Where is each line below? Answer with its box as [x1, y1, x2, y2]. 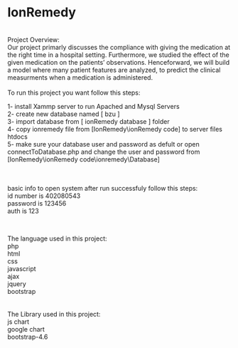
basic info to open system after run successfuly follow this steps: [7, 184, 198, 192]
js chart [7, 317, 30, 326]
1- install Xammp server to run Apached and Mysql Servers [7, 102, 180, 110]
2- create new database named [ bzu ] [7, 110, 120, 118]
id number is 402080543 [7, 191, 81, 200]
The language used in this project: [7, 234, 108, 243]
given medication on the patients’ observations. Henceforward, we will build [7, 58, 230, 66]
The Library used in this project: [7, 310, 101, 318]
